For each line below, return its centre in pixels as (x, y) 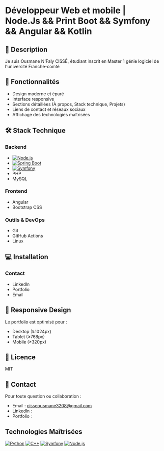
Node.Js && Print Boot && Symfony (78, 21)
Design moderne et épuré (38, 94)
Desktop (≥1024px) (32, 331)
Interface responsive (33, 99)
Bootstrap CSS (27, 207)
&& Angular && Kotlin (49, 31)
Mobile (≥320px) (29, 342)
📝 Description (26, 49)
